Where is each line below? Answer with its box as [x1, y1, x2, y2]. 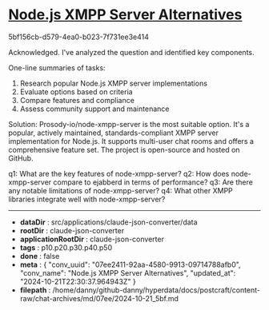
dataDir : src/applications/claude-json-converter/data [19, 217, 198, 227]
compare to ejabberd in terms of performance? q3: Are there [53, 177, 254, 187]
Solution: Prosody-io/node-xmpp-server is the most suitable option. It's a [8, 119, 250, 129]
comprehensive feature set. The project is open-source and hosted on [8, 145, 240, 154]
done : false [19, 251, 60, 260]
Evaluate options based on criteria [19, 86, 134, 97]
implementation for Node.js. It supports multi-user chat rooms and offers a [8, 136, 255, 145]
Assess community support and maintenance [19, 104, 170, 113]
